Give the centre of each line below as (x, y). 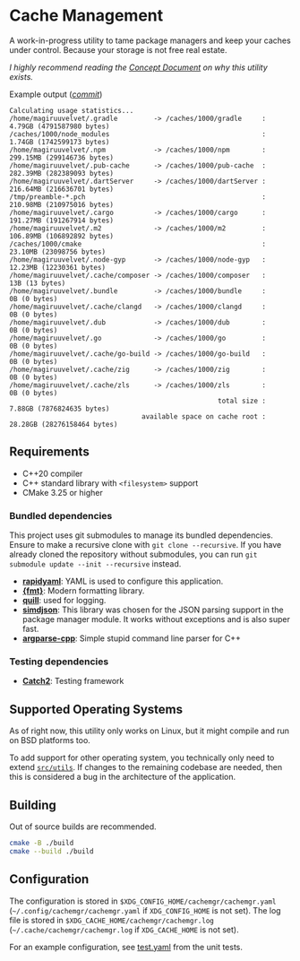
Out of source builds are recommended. (83, 827)
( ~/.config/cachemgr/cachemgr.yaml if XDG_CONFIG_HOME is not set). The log (145, 910)
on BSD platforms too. (50, 740)
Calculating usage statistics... (72, 110)
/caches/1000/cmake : (138, 244)
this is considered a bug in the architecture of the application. (123, 777)
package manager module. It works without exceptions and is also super (156, 619)
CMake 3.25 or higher (62, 492)
